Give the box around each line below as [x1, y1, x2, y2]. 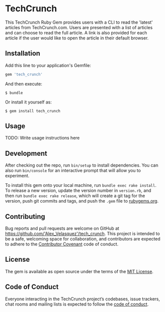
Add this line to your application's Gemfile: [5, 62, 91, 68]
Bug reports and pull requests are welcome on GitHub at [5, 225, 120, 232]
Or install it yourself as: [5, 99, 52, 105]
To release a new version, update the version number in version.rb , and [5, 188, 152, 194]
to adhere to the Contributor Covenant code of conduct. [5, 241, 119, 247]
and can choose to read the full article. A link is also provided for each [5, 30, 147, 35]
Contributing [5, 212, 45, 221]
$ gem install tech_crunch [5, 108, 61, 113]
